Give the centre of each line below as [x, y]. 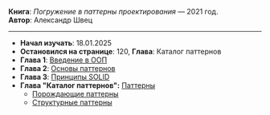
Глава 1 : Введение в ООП [63, 60]
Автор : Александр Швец [51, 20]
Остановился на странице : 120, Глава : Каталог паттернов [121, 52]
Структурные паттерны [72, 102]
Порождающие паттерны [75, 94]
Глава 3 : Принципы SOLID [65, 77]
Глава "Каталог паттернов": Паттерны [88, 85]
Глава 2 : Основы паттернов [67, 68]
